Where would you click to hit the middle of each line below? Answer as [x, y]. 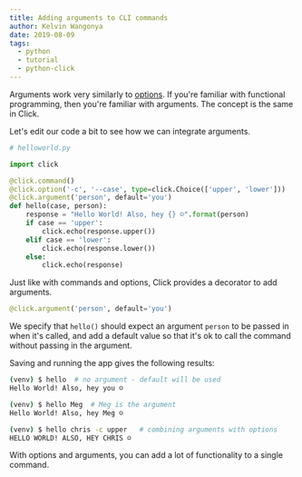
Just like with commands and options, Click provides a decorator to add [144, 283]
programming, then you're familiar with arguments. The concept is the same [151, 104]
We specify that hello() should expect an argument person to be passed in [150, 326]
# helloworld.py [40, 148]
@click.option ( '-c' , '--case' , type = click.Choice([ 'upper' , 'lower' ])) [147, 189]
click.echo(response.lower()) [99, 248]
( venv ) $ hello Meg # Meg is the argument [93, 404]
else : [36, 257]
